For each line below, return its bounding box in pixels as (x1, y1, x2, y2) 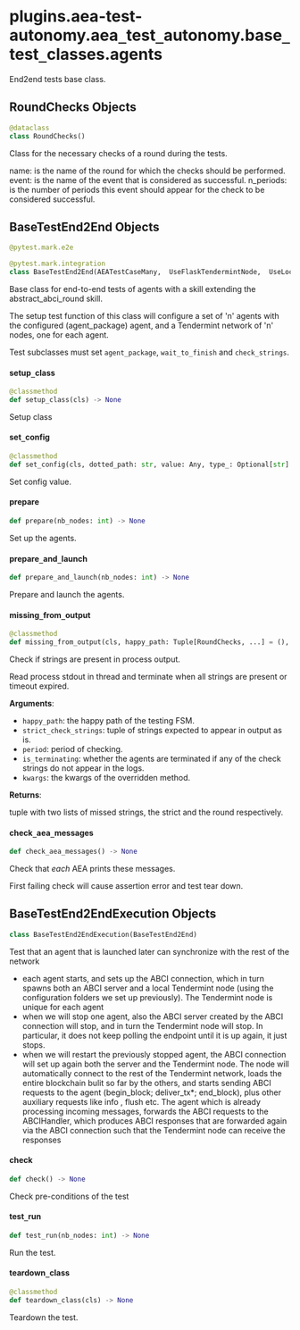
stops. (21, 1039, 46, 1050)
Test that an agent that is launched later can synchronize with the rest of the (9, 946, 290, 957)
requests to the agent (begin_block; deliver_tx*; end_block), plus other (21, 1087, 282, 1098)
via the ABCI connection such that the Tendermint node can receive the (21, 1125, 286, 1135)
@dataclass (9, 123, 50, 132)
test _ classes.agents (9, 45, 163, 64)
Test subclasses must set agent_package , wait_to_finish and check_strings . (9, 347, 290, 357)
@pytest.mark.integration (9, 259, 105, 269)
